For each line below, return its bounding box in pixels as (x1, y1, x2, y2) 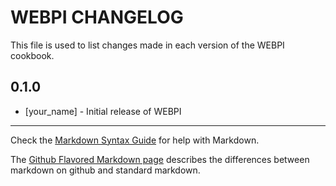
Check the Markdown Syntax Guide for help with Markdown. (10, 134, 260, 146)
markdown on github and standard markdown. (10, 164, 201, 176)
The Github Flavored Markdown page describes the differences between (10, 153, 310, 165)
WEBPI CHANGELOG (10, 6, 184, 29)
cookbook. (10, 49, 55, 61)
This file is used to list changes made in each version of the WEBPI (10, 39, 285, 51)
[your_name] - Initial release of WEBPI (24, 105, 182, 117)
